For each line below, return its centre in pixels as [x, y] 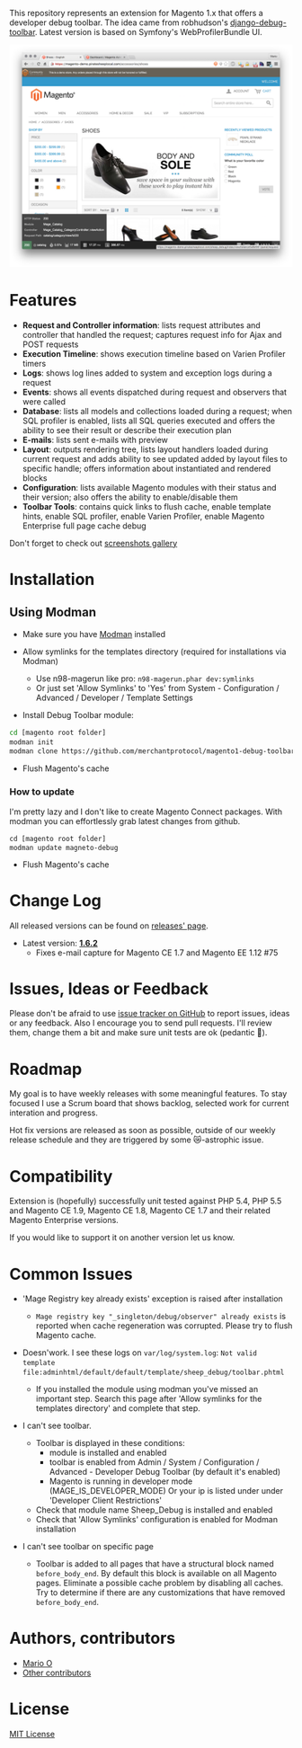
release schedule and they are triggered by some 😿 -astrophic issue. [137, 1140]
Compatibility [61, 1176]
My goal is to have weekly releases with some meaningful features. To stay [148, 1094]
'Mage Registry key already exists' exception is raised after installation [152, 1299]
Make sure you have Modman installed [94, 634]
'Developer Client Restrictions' [105, 1501]
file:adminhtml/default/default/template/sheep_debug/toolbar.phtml [153, 1373]
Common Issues [71, 1274]
